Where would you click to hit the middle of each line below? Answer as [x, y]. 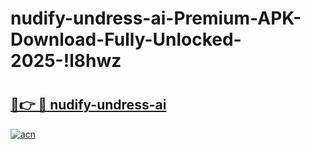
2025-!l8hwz [66, 61]
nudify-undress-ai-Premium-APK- [156, 18]
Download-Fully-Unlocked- [126, 39]
